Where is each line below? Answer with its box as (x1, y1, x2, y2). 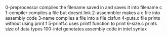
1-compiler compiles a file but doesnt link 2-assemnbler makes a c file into (5, 10, 160, 16)
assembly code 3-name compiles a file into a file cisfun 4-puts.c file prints (5, 15, 160, 21)
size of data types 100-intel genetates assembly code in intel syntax (5, 26, 147, 32)
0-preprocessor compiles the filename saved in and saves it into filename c (5, 5, 162, 10)
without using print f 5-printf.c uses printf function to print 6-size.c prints (5, 20, 157, 26)
